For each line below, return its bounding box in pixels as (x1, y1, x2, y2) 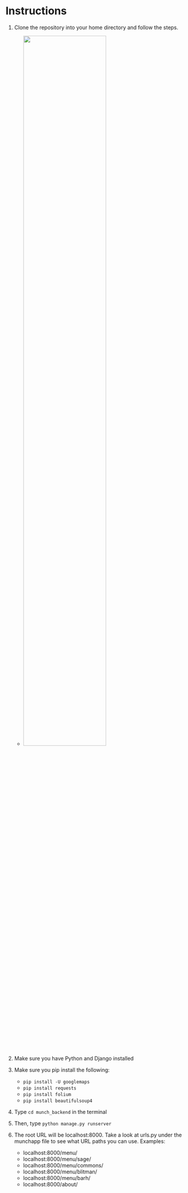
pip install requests (23, 1085, 77, 1091)
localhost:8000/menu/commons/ (23, 1161, 104, 1169)
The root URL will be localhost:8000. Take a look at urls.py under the (14, 1131, 182, 1138)
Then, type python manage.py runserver (14, 1119, 112, 1127)
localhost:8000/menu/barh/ (23, 1174, 91, 1181)
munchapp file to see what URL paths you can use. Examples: (14, 1137, 165, 1145)
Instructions (5, 4, 67, 18)
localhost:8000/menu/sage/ (23, 1155, 91, 1163)
